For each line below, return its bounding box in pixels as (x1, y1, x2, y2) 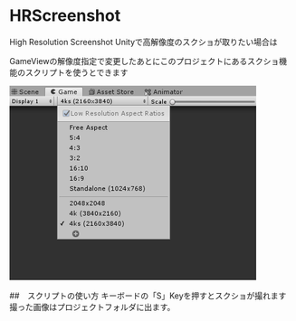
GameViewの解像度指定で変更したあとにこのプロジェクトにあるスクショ (9, 55, 280, 66)
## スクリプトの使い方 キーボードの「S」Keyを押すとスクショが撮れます (9, 290, 287, 301)
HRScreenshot (9, 5, 121, 26)
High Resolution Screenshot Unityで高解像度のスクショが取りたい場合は (9, 36, 278, 47)
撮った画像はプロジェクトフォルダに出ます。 (9, 301, 176, 312)
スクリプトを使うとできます (24, 67, 129, 78)
